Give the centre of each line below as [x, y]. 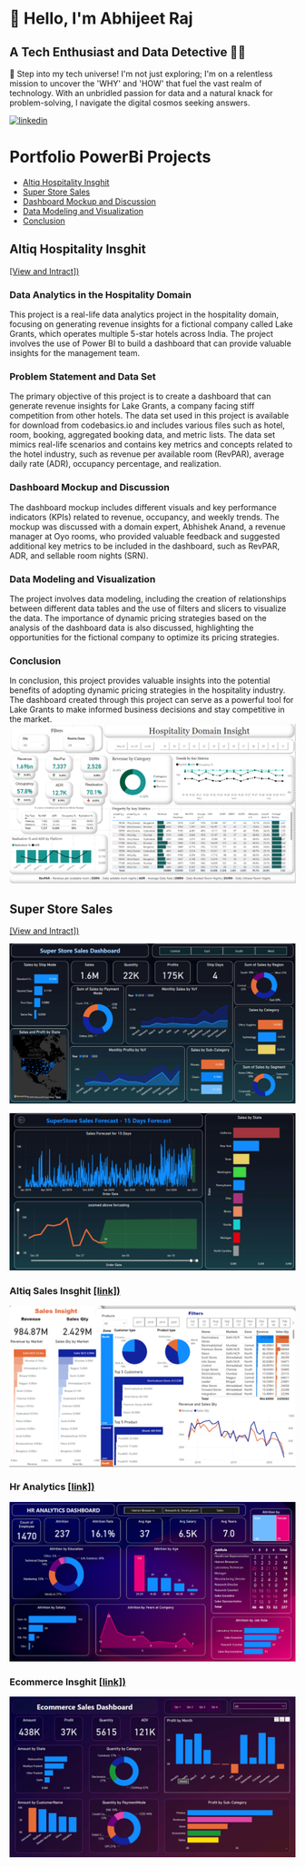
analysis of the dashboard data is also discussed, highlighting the [132, 627]
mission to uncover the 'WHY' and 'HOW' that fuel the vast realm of [136, 84]
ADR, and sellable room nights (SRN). [79, 555]
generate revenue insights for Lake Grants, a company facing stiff [132, 406]
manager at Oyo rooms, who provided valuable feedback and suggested [145, 536]
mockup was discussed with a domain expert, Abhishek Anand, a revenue [148, 527]
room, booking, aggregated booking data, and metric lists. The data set [143, 435]
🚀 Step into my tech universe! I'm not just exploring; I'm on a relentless [141, 74]
